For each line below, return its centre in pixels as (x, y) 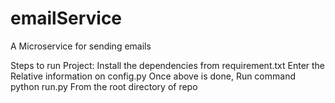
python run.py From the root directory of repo (104, 86)
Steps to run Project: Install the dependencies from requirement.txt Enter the (168, 65)
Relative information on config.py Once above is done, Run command (153, 76)
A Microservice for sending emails (81, 46)
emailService (66, 18)
